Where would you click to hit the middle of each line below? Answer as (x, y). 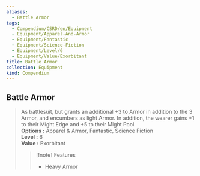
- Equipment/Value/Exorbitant (49, 56)
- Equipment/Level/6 (37, 51)
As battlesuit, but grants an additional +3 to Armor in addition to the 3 (107, 112)
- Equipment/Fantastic (40, 40)
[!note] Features (56, 155)
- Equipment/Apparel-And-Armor (51, 34)
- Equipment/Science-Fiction (48, 45)
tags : (13, 23)
